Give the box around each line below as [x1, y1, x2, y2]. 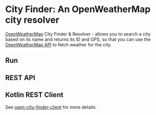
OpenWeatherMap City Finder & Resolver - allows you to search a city [5, 31, 150, 37]
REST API [5, 73, 35, 82]
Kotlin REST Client [5, 91, 64, 99]
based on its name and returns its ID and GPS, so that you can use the [5, 36, 151, 42]
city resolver [5, 14, 60, 26]
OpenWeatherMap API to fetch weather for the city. [5, 41, 112, 47]
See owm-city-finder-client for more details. [5, 104, 97, 110]
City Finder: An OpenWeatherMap [5, 4, 150, 15]
